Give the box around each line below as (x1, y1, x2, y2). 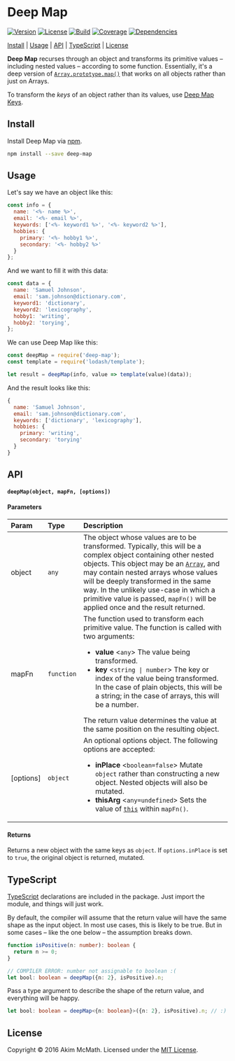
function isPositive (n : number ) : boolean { (7, 942, 136, 949)
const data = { (7, 280, 52, 287)
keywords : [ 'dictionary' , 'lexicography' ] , (13, 417, 142, 424)
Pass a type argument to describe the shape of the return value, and (7, 987, 204, 995)
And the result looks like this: (7, 383, 91, 392)
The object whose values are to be (83, 533, 197, 542)
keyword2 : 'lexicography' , (13, 306, 92, 313)
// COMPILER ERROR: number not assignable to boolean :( (7, 967, 177, 974)
